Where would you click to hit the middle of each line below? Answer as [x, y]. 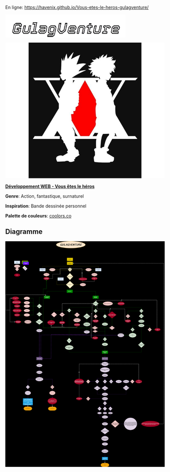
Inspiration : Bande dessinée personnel [46, 206]
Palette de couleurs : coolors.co [38, 215]
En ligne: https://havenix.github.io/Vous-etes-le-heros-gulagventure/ [77, 7]
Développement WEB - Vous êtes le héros [50, 186]
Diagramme [24, 232]
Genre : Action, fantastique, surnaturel [45, 196]
